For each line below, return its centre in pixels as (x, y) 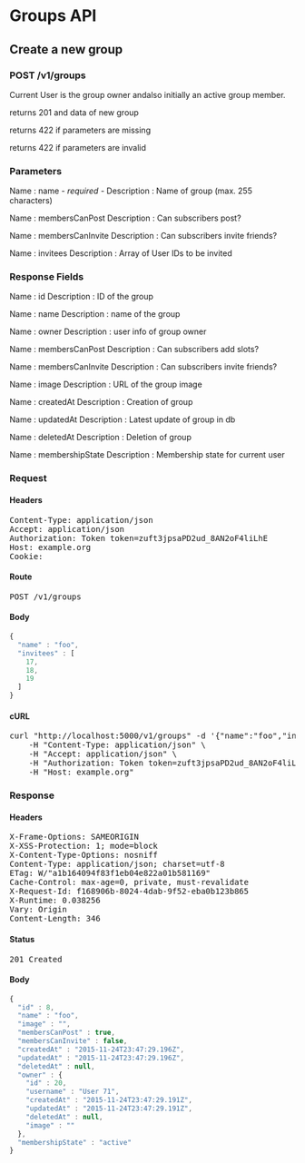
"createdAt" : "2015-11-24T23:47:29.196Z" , (101, 1050)
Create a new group (66, 49)
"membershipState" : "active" (74, 1142)
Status (22, 939)
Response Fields (47, 277)
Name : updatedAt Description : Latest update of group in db (123, 419)
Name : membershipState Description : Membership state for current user (147, 455)
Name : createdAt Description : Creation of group (101, 402)
